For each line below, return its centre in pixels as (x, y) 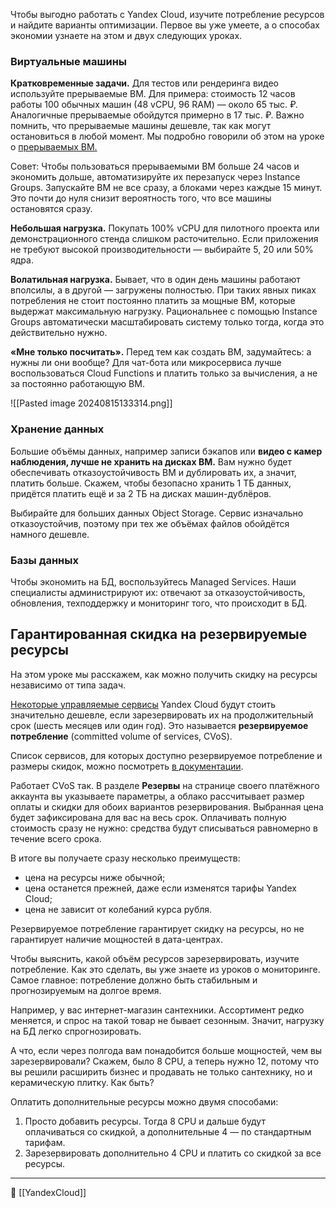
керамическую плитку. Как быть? (82, 1082)
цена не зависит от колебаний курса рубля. (118, 909)
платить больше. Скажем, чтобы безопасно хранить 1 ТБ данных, (151, 483)
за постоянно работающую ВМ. (77, 384)
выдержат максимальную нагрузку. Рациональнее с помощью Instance (164, 311)
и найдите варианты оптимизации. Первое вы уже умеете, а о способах (165, 25)
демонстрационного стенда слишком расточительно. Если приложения (164, 239)
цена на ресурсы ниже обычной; (95, 877)
